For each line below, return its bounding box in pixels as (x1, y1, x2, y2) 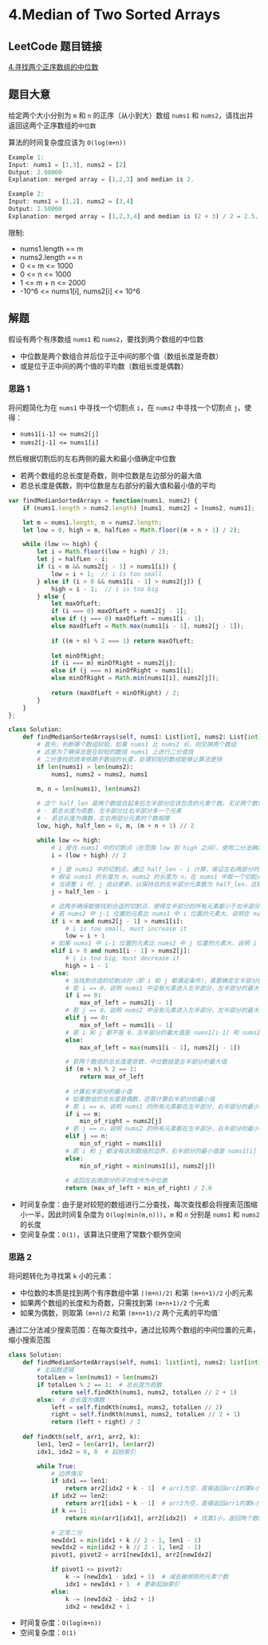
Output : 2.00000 (8, 168, 62, 177)
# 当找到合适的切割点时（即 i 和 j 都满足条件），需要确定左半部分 (65, 977, 258, 985)
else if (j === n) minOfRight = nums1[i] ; (50, 667, 195, 675)
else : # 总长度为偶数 (37, 1396, 105, 1404)
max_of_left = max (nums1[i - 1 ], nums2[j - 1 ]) (79, 1043, 241, 1052)
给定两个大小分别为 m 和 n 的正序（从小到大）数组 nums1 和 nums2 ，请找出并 (8, 110, 254, 120)
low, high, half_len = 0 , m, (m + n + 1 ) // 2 (37, 822, 195, 830)
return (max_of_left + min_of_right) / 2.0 (65, 1185, 213, 1193)
